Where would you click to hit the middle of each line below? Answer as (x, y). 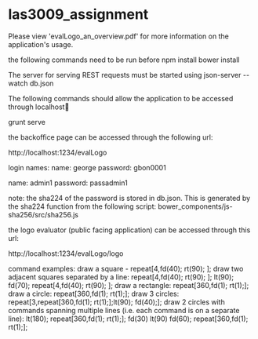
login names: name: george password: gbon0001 (87, 167)
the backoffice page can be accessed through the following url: (111, 137)
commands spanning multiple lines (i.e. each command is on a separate (124, 310)
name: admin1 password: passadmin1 (68, 183)
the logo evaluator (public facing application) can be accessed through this (129, 230)
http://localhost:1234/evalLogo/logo (66, 253)
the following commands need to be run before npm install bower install (124, 60)
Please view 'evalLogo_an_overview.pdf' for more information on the (118, 36)
